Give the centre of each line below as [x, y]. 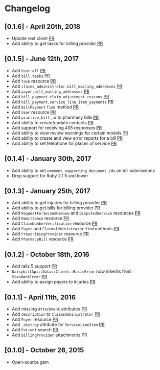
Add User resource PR [34, 112]
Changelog [27, 9]
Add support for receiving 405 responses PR [57, 128]
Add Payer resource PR [35, 319]
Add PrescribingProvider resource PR [50, 234]
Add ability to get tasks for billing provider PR [57, 44]
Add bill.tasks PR [31, 76]
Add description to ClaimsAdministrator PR [56, 314]
